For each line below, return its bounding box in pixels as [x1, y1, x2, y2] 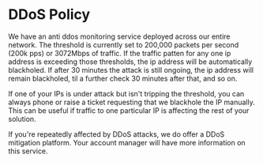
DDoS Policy [8, 6, 91, 24]
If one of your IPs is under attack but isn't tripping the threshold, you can [8, 89, 245, 98]
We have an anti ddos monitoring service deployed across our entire [8, 32, 231, 41]
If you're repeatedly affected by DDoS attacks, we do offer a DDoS [8, 129, 225, 139]
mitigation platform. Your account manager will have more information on [8, 138, 246, 147]
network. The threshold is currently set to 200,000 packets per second [8, 40, 239, 49]
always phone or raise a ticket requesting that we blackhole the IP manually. [8, 97, 255, 107]
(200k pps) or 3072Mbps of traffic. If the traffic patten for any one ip [8, 48, 231, 58]
